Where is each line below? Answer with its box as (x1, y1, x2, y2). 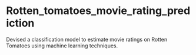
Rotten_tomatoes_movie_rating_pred (6, 4, 191, 18)
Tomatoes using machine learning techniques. (6, 42, 118, 49)
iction (6, 16, 35, 30)
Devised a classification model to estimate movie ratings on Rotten (6, 36, 168, 43)
